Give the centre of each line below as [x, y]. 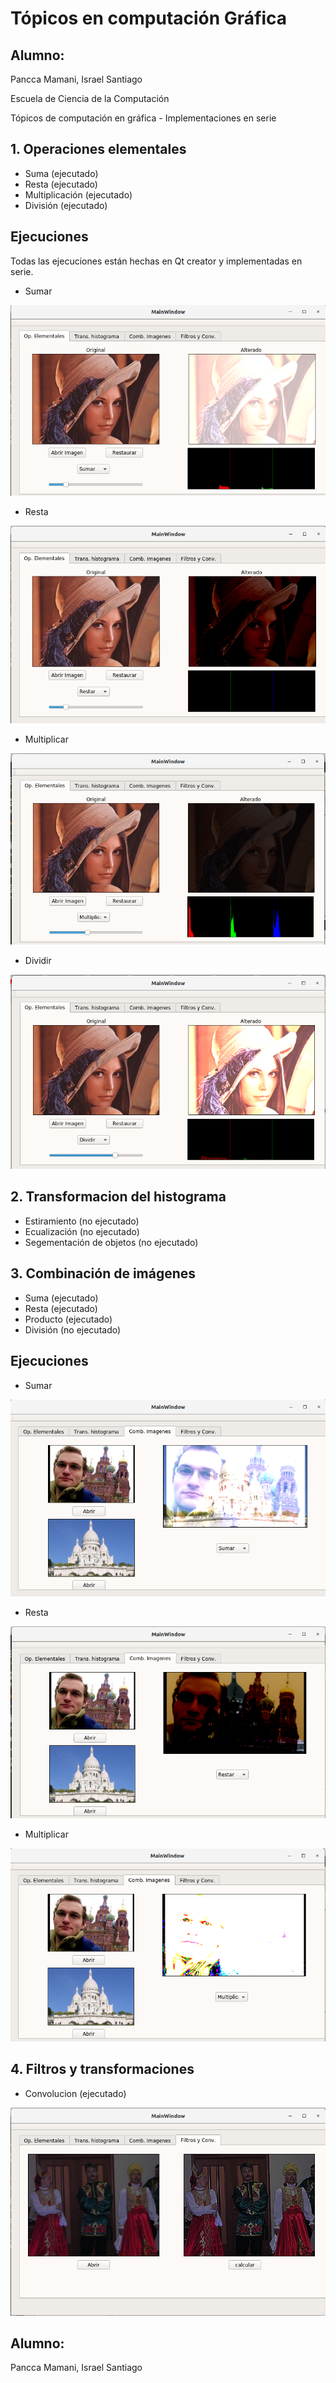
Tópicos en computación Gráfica [149, 18]
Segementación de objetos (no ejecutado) [111, 1242]
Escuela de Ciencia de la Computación [90, 98]
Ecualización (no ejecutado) [82, 1231]
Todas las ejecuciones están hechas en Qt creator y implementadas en [156, 261]
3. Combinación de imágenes [103, 1273]
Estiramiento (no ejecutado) [82, 1221]
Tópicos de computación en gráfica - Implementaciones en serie [143, 118]
